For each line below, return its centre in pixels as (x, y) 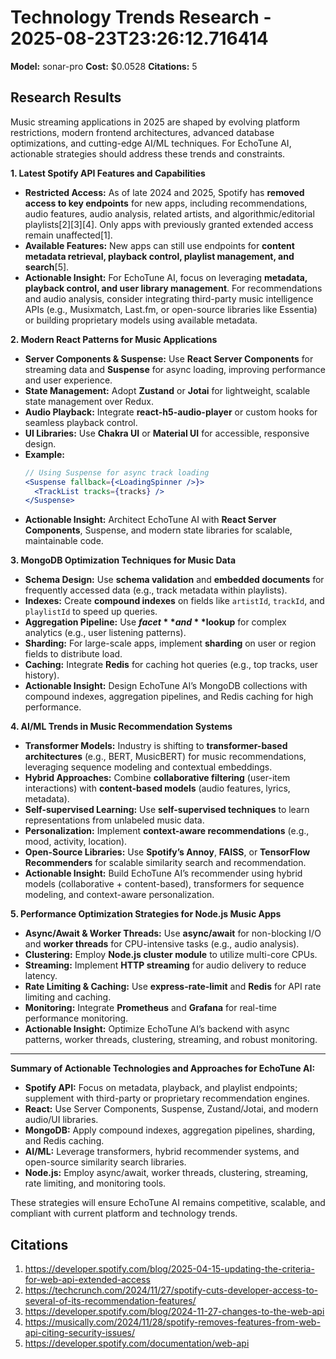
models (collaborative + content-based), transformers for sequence (164, 884)
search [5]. (47, 267)
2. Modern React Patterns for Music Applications (114, 339)
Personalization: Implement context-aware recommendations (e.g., (167, 831)
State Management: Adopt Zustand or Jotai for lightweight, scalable (167, 390)
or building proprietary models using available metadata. (141, 320)
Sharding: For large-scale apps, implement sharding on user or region (170, 643)
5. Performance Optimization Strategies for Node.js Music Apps (146, 914)
